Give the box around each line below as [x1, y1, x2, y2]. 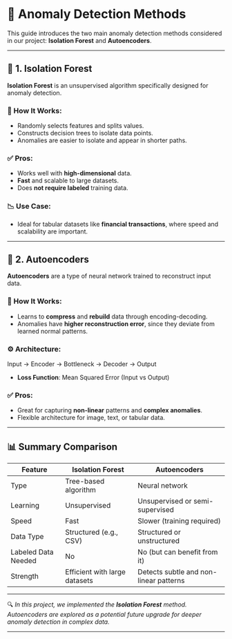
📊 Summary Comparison [7, 441, 118, 452]
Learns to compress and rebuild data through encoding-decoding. [17, 312, 209, 321]
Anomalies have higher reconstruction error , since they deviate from [17, 319, 215, 327]
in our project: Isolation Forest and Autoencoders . [7, 36, 152, 44]
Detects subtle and [137, 567, 199, 577]
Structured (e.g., [65, 528, 119, 537]
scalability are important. [17, 227, 88, 236]
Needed [10, 556, 37, 566]
